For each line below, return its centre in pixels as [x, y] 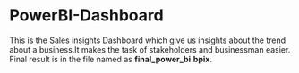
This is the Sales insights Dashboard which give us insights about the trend [148, 40]
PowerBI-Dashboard [86, 16]
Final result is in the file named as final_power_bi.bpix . [111, 59]
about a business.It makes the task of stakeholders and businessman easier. [150, 49]
